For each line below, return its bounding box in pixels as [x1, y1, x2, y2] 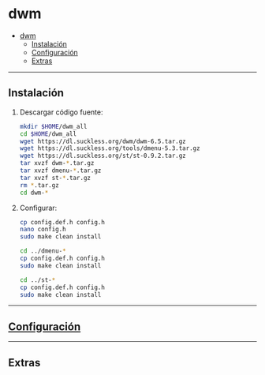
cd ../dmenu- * [19, 247, 66, 255]
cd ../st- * [19, 276, 56, 284]
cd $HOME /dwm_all [19, 129, 77, 138]
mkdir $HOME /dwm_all [19, 122, 88, 130]
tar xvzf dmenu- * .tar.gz [19, 167, 102, 174]
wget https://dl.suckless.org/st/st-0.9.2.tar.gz [19, 152, 187, 160]
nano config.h [19, 226, 66, 234]
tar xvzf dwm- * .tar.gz [19, 159, 95, 167]
